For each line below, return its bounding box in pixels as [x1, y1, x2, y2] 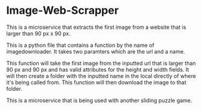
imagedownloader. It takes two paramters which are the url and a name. [6, 47, 186, 55]
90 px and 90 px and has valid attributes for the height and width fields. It [6, 66, 189, 73]
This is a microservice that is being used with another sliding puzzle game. [6, 97, 192, 104]
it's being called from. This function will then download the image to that [6, 79, 186, 86]
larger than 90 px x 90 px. [6, 29, 71, 37]
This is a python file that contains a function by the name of [6, 41, 155, 49]
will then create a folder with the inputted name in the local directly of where [6, 72, 197, 79]
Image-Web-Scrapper [6, 4, 119, 17]
